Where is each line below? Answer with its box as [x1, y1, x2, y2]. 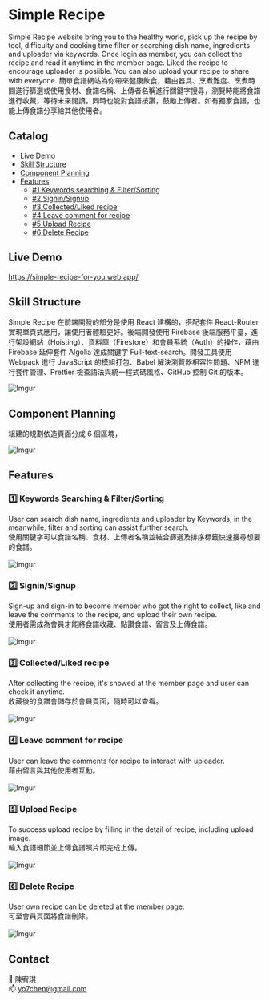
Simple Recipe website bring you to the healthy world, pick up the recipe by [8, 32, 258, 42]
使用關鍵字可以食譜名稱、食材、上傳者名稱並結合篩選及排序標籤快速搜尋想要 [8, 531, 261, 542]
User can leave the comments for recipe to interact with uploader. [8, 756, 226, 765]
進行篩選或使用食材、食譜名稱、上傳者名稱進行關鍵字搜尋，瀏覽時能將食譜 [14, 86, 261, 95]
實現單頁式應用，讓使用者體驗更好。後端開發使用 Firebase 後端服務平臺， [8, 327, 251, 337]
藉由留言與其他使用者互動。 [8, 765, 100, 775]
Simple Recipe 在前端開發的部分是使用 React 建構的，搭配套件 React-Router [8, 317, 259, 327]
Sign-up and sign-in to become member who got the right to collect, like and [8, 601, 261, 611]
